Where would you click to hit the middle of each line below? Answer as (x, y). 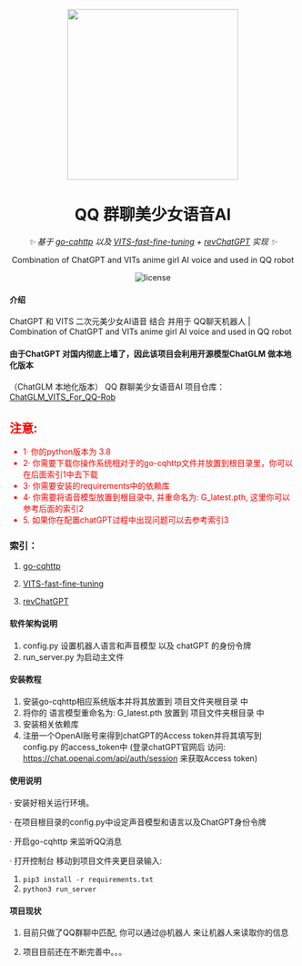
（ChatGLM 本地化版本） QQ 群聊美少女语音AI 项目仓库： (117, 387)
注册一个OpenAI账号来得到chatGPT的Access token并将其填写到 (142, 735)
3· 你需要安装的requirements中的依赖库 (96, 486)
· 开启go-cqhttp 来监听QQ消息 (66, 841)
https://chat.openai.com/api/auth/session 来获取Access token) (140, 758)
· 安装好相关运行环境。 (51, 803)
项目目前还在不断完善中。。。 (75, 952)
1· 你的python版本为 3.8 (67, 452)
